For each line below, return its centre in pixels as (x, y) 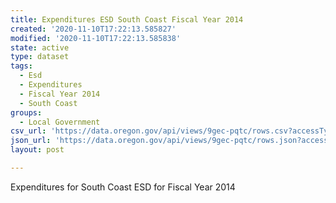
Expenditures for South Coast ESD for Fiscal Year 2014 (123, 187)
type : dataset (40, 57)
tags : (21, 66)
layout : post (37, 150)
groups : (26, 112)
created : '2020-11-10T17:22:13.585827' (93, 29)
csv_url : (28, 131)
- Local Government (60, 122)
